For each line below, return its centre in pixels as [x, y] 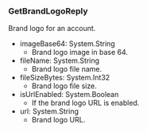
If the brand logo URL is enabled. [85, 103]
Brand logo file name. [67, 69]
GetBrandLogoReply [48, 11]
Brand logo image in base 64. [80, 52]
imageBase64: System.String [67, 44]
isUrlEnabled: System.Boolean [69, 95]
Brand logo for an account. [52, 29]
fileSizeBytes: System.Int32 [65, 78]
